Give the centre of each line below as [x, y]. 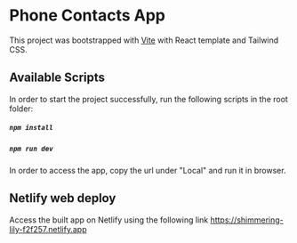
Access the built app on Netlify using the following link [109, 220]
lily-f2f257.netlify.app [48, 229]
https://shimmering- [247, 220]
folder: [21, 109]
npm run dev [31, 149]
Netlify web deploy [63, 198]
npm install [31, 128]
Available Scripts [57, 78]
